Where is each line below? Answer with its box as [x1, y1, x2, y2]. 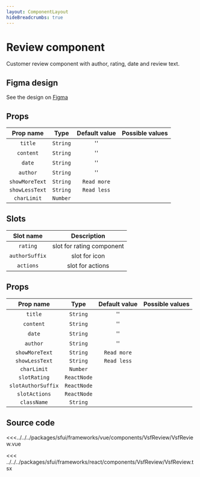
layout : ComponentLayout [6, 8, 69, 15]
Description [71, 231, 105, 240]
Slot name [13, 231, 43, 240]
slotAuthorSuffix [9, 382, 59, 389]
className [20, 399, 48, 405]
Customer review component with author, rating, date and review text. [6, 60, 180, 67]
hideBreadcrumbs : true [6, 14, 63, 20]
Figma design [6, 78, 58, 88]
